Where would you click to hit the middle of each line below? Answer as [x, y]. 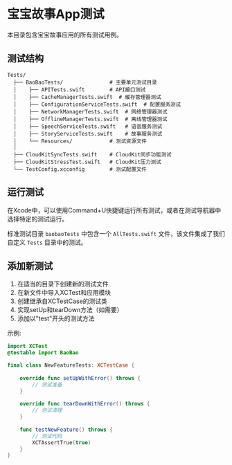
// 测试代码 [47, 436]
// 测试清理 [47, 410]
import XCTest [28, 347]
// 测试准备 [47, 385]
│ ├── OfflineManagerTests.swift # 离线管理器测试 [90, 119]
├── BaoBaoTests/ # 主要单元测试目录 [85, 82]
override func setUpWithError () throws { [80, 378]
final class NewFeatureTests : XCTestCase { [71, 365]
